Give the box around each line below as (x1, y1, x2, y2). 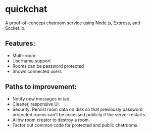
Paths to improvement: (5, 83, 77, 91)
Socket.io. (5, 25, 26, 31)
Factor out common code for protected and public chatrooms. (12, 122, 139, 128)
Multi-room (12, 52, 36, 58)
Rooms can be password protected (12, 63, 84, 69)
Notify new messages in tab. (12, 95, 71, 102)
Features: (5, 40, 36, 48)
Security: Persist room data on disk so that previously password (12, 106, 143, 112)
